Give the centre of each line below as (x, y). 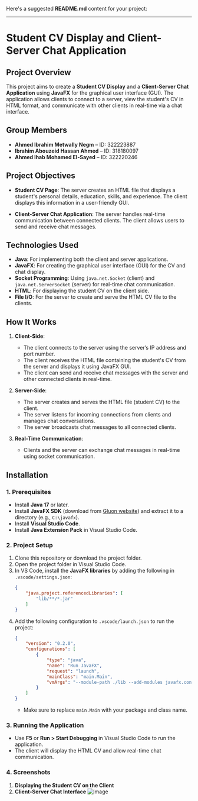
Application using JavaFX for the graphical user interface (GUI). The (90, 93)
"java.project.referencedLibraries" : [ (75, 593)
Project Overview (39, 72)
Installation (27, 475)
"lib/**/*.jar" (55, 599)
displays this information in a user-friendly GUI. (72, 202)
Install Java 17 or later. (42, 505)
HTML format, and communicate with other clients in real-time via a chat (94, 105)
